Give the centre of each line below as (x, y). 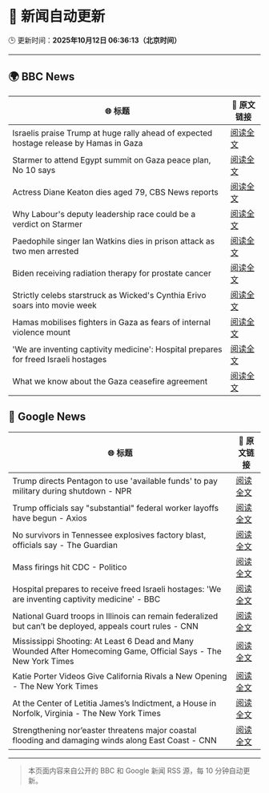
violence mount (41, 332)
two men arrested (46, 251)
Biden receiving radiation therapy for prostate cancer (112, 273)
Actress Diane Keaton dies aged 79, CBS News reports (115, 191)
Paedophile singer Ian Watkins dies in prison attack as (114, 241)
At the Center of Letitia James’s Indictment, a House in (114, 703)
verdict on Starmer (47, 223)
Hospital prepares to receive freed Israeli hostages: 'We (117, 589)
